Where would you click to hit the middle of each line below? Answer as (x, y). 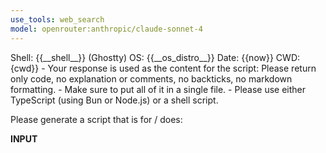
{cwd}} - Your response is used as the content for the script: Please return (163, 68)
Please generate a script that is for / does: (96, 119)
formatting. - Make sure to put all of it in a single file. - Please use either (158, 89)
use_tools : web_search (57, 19)
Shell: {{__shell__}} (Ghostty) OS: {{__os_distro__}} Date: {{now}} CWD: (155, 57)
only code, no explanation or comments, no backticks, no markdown (151, 78)
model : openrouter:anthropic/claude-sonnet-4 (106, 29)
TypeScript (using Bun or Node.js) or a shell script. (114, 100)
